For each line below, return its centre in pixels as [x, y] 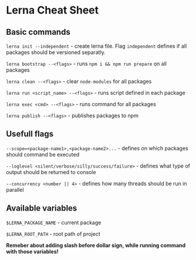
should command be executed [43, 154]
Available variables [42, 209]
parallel [15, 189]
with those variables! [32, 251]
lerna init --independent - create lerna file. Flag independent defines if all [97, 46]
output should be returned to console [51, 172]
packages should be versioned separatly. [56, 52]
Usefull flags [30, 134]
